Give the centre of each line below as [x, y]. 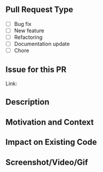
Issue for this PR [36, 69]
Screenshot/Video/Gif [47, 162]
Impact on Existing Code [51, 142]
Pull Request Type [39, 10]
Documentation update [42, 44]
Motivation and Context [50, 122]
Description [27, 102]
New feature [29, 30]
